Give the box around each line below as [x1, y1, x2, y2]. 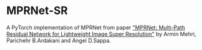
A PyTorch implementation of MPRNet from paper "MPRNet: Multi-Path [6, 24, 185, 31]
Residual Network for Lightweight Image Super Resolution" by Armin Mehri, [6, 30, 196, 37]
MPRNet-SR [6, 4, 69, 18]
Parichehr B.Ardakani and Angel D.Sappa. [6, 37, 111, 44]
